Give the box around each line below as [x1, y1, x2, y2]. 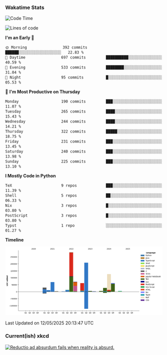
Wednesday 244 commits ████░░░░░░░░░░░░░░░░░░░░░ [5, 119, 162, 124]
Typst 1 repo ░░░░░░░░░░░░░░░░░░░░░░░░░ [5, 223, 162, 228]
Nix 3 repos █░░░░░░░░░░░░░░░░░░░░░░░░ [5, 203, 162, 208]
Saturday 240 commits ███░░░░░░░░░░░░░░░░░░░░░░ [5, 149, 162, 154]
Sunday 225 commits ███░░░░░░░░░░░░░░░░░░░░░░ [5, 159, 162, 164]
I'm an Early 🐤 [5, 34, 34, 41]
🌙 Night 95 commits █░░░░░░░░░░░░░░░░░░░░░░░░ [5, 75, 162, 80]
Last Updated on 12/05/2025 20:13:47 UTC [5, 320, 94, 326]
